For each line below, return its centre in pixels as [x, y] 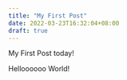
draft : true [28, 30]
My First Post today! [41, 54]
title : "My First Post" [48, 16]
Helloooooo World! [39, 69]
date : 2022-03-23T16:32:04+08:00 [64, 23]
